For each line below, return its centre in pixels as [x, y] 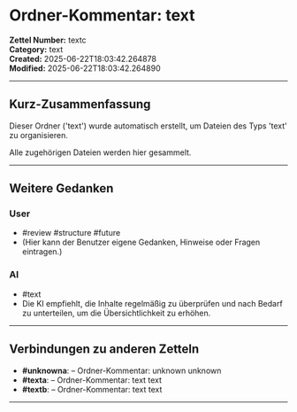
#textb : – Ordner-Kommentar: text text [92, 389]
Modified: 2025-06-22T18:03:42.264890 [85, 68]
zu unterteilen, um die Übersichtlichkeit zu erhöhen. [116, 313]
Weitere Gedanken [61, 188]
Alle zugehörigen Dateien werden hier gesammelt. [100, 152]
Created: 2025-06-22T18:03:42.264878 [83, 58]
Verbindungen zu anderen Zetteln [104, 350]
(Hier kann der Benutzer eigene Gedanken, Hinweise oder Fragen [141, 242]
